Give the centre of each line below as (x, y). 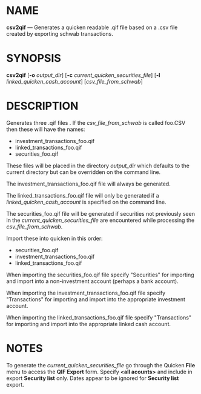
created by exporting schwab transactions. (60, 33)
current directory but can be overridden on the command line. (84, 172)
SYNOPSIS (34, 58)
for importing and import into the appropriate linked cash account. (89, 324)
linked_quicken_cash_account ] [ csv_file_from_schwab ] (75, 81)
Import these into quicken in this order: (54, 238)
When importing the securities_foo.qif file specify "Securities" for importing (100, 275)
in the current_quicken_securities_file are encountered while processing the (100, 220)
